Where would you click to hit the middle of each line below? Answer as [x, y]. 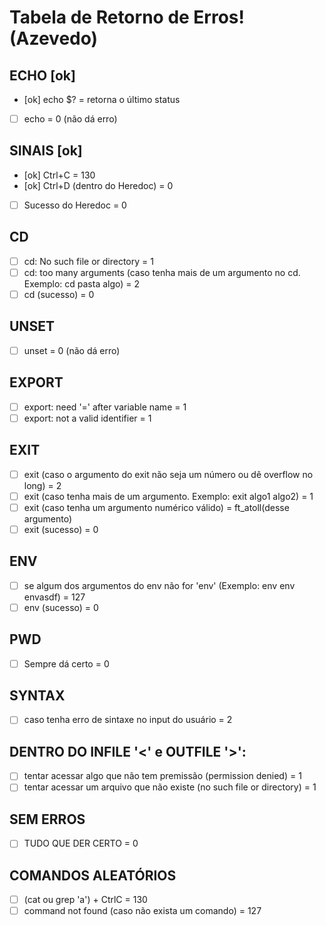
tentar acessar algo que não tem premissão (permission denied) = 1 [162, 776]
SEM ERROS [47, 819]
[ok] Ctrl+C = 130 [59, 175]
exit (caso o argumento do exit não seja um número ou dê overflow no [168, 474]
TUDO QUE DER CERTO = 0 [81, 843]
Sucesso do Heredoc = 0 [75, 205]
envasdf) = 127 [54, 597]
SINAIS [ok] [46, 151]
